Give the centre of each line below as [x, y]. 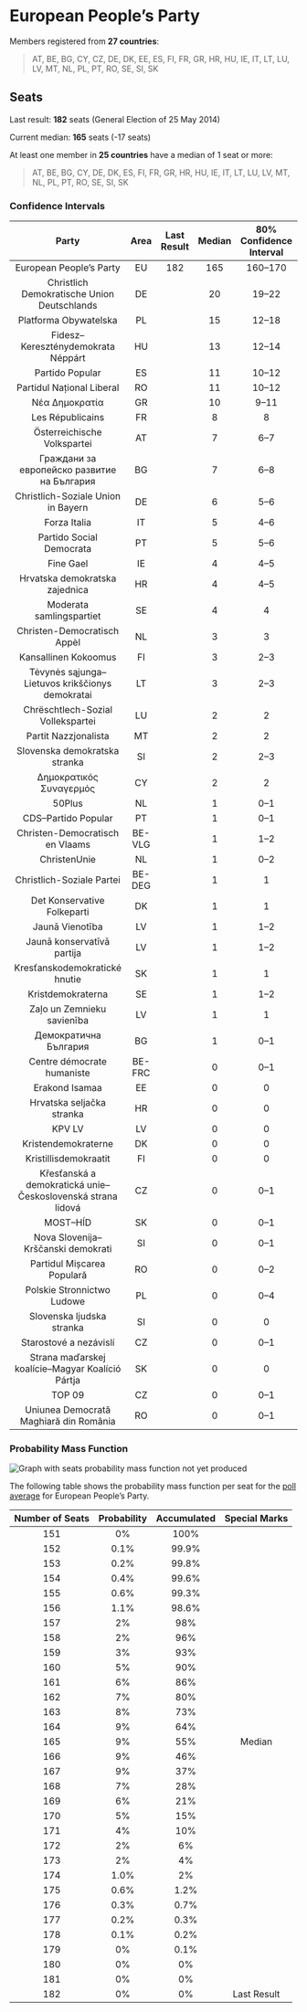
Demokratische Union [68, 294]
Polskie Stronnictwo [68, 1290]
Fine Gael [68, 564]
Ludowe [68, 1301]
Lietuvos [42, 683]
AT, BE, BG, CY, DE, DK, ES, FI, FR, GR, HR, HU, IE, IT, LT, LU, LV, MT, [161, 172]
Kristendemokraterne [68, 1144]
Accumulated [186, 1519]
